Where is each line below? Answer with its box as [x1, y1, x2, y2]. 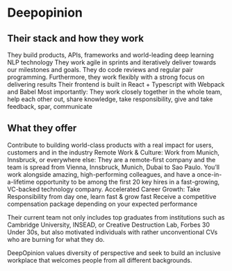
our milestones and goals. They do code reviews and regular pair [7, 66, 193, 73]
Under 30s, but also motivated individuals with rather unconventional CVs [7, 227, 218, 236]
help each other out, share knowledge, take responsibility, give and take [7, 95, 213, 103]
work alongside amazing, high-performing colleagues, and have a [7, 170, 196, 178]
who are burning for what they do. [7, 235, 105, 243]
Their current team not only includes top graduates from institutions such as [7, 213, 225, 221]
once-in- [197, 170, 222, 178]
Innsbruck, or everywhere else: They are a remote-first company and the [7, 155, 216, 164]
